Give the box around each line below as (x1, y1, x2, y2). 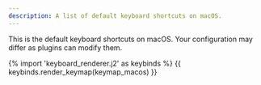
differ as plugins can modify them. (8, 42, 123, 53)
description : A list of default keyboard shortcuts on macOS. (8, 11, 222, 20)
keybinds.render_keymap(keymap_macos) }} (8, 66, 158, 77)
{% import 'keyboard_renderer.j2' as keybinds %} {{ (8, 58, 182, 68)
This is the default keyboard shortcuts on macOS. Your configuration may (8, 34, 253, 44)
